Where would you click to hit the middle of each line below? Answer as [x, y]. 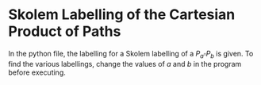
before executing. [37, 72]
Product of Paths [65, 31]
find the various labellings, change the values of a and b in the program [125, 64]
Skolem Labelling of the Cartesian [122, 15]
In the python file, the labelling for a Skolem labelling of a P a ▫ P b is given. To [131, 54]
